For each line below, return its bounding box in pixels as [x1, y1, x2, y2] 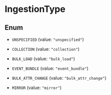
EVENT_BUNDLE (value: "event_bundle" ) [11, 66, 88, 71]
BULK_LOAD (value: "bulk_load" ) [11, 56, 75, 62]
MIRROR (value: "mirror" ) [11, 85, 62, 91]
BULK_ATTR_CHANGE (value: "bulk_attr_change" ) [11, 75, 106, 81]
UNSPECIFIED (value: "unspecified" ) [11, 36, 84, 42]
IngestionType [4, 3, 65, 15]
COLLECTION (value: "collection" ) [11, 46, 79, 52]
